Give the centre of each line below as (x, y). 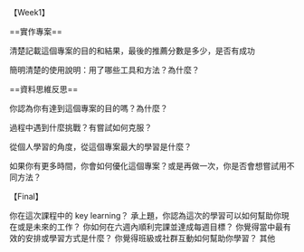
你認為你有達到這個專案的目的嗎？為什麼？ (89, 108)
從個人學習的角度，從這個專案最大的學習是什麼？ (100, 147)
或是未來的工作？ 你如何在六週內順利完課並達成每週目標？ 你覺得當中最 (150, 227)
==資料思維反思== (44, 89)
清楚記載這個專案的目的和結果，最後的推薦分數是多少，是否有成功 (132, 51)
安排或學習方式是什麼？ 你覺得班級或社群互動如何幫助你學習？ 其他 (150, 238)
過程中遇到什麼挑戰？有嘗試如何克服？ (81, 127)
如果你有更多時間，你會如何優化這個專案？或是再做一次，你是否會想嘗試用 (148, 166)
